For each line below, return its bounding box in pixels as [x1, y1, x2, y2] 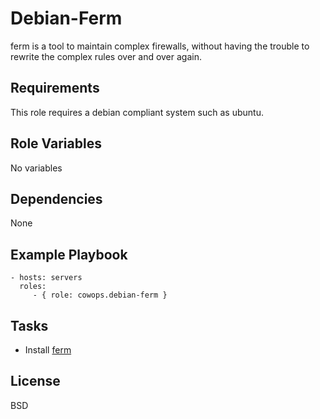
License [10, 373, 61, 390]
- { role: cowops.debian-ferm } [32, 290, 168, 301]
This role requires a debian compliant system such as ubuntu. [10, 106, 264, 118]
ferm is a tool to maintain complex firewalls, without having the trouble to [10, 40, 310, 52]
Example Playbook [10, 246, 128, 263]
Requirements [10, 80, 100, 97]
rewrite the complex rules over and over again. [10, 50, 202, 62]
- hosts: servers [10, 273, 83, 283]
